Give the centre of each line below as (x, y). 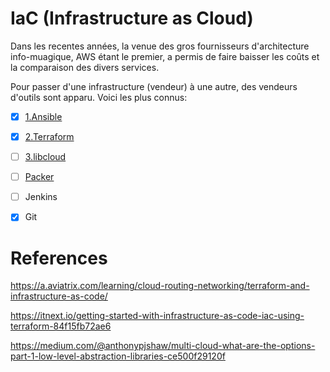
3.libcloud (45, 157)
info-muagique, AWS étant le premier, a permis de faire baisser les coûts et (165, 56)
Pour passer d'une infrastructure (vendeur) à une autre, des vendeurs (154, 86)
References (59, 258)
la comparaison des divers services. (85, 67)
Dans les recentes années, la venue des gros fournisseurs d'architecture (160, 46)
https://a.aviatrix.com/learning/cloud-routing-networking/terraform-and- (160, 286)
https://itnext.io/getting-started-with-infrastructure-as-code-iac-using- (157, 316)
